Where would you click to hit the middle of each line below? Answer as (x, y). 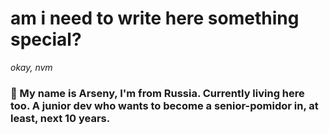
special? (46, 39)
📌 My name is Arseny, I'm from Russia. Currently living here (157, 93)
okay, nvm (31, 67)
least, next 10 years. (60, 118)
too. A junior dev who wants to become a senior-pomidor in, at (164, 105)
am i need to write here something (155, 18)
